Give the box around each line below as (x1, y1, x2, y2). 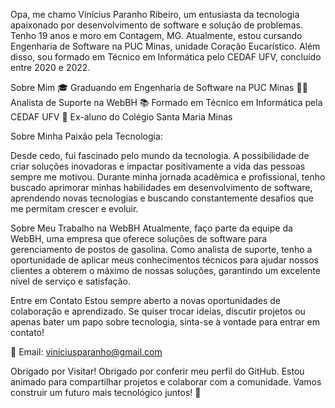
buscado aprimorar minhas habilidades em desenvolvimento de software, (10, 182, 313, 193)
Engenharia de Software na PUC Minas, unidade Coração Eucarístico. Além (10, 40, 321, 52)
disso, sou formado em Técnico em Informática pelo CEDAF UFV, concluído (10, 51, 322, 63)
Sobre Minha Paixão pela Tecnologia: (10, 130, 163, 142)
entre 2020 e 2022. (10, 62, 91, 73)
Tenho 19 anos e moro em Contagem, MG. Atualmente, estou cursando (10, 30, 303, 41)
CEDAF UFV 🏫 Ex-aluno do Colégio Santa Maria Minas (10, 111, 233, 123)
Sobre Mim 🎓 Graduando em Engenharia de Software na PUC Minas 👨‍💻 (10, 82, 308, 93)
